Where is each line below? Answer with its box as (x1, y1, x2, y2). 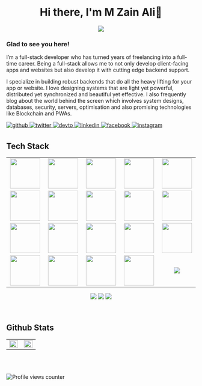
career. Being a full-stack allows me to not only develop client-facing (18, 60, 189, 67)
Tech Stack (6, 141, 49, 151)
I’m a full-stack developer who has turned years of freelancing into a (6, 54, 176, 61)
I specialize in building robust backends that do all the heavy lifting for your (6, 78, 192, 85)
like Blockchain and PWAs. (6, 110, 72, 117)
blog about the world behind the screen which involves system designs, (6, 97, 185, 105)
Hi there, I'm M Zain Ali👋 (40, 5, 162, 19)
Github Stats (6, 323, 54, 333)
